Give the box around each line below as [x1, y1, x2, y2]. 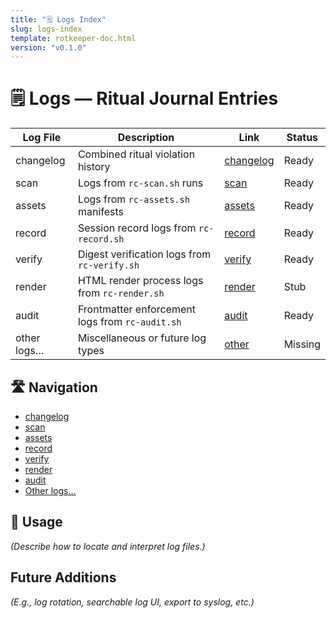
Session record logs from [77, 221, 197, 235]
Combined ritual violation [77, 147, 196, 161]
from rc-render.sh [77, 286, 165, 300]
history [77, 160, 111, 174]
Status [286, 131, 319, 145]
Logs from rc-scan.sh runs [77, 176, 204, 190]
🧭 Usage [10, 514, 63, 531]
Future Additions [10, 569, 117, 586]
